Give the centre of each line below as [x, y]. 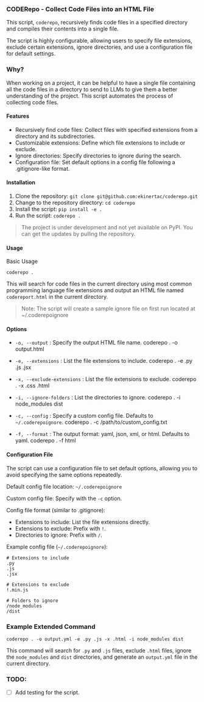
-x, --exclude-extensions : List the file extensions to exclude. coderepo [106, 379]
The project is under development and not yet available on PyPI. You [107, 227]
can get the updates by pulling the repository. [78, 234]
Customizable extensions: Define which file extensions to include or [100, 143]
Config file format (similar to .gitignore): [56, 510]
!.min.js [17, 590]
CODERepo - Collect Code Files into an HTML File [80, 9]
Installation [21, 182]
